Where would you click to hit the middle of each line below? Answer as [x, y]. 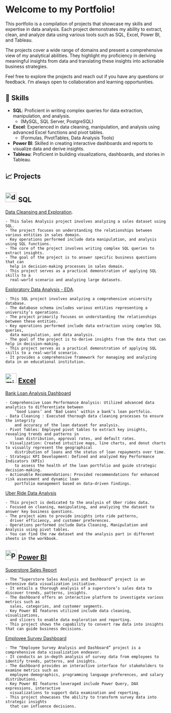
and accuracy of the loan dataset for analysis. [67, 425]
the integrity [20, 421]
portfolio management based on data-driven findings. [73, 483]
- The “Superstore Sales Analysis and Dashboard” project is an [75, 579]
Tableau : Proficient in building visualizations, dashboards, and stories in [89, 154]
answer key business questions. [40, 511]
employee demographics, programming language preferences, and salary [87, 674]
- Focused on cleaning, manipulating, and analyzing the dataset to [80, 507]
